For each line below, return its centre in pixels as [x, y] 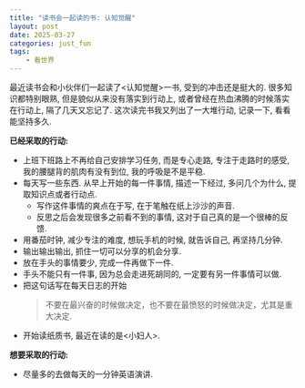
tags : [20, 52]
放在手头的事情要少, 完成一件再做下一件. [98, 262]
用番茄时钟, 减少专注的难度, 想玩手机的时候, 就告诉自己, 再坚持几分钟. [152, 240]
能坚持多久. [31, 121]
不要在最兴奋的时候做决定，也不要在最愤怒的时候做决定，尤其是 [165, 305]
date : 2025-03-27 [42, 35]
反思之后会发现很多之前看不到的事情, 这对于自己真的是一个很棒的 [158, 217]
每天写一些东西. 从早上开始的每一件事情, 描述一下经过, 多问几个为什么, [154, 183]
